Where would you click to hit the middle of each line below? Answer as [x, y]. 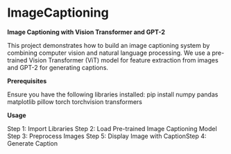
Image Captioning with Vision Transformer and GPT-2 [86, 32]
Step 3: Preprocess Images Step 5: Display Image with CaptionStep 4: [107, 136]
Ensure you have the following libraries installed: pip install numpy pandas [113, 94]
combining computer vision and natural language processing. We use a [109, 53]
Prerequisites [27, 80]
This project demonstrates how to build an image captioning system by [109, 45]
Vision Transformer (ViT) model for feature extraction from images [123, 60]
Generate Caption [33, 143]
